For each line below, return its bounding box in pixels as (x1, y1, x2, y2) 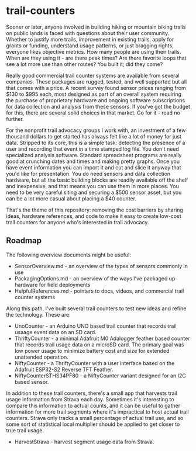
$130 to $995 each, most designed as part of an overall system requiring (6, 91, 182, 98)
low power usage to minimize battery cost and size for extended (14, 347, 170, 354)
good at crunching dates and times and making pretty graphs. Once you (6, 158, 180, 165)
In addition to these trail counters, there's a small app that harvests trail (6, 390, 177, 397)
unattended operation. (14, 353, 68, 360)
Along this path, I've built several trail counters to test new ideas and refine (6, 305, 187, 312)
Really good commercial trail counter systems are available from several (6, 72, 180, 79)
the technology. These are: (6, 311, 71, 318)
